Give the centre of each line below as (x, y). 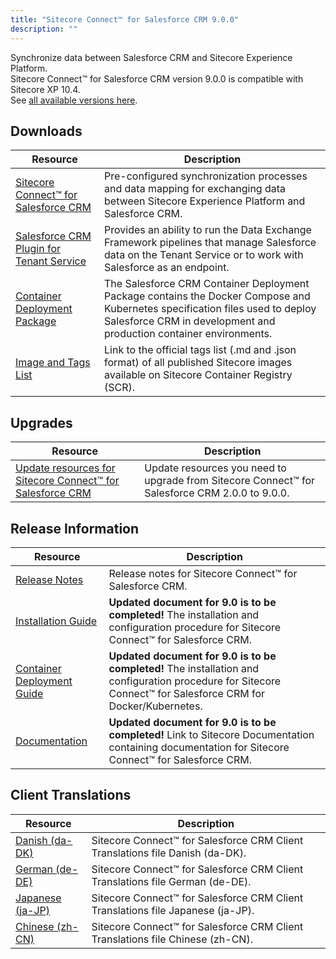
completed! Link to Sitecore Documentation (211, 734)
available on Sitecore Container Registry (198, 375)
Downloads (46, 131)
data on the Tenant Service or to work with (204, 255)
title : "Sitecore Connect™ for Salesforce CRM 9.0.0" (125, 19)
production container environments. (188, 334)
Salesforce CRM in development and (190, 321)
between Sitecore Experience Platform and (205, 201)
